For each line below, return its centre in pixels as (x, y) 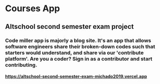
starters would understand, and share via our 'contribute (74, 53)
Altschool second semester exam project (69, 27)
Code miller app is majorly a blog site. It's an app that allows (78, 41)
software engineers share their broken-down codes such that (80, 46)
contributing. (21, 65)
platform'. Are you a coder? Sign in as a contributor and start (79, 59)
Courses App (32, 9)
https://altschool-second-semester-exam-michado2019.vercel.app (76, 77)
